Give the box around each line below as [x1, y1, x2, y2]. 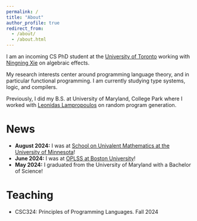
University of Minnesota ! [14, 148, 76, 155]
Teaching [6, 189, 54, 202]
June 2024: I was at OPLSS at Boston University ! [14, 155, 136, 162]
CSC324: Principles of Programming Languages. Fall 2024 [14, 208, 159, 215]
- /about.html [11, 36, 46, 42]
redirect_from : [6, 25, 44, 32]
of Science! [14, 167, 43, 174]
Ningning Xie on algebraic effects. [6, 59, 90, 66]
